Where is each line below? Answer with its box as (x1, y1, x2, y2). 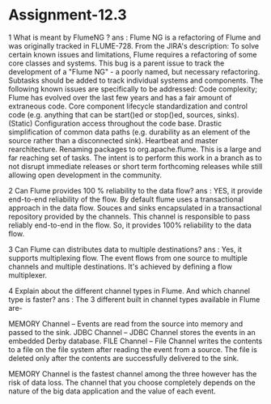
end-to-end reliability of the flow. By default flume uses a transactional (8, 194, 244, 204)
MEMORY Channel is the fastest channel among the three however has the (8, 368, 257, 378)
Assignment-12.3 (8, 6, 127, 24)
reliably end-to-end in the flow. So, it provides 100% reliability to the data (8, 220, 252, 230)
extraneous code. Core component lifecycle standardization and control (8, 101, 248, 111)
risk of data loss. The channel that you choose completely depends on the (8, 377, 256, 387)
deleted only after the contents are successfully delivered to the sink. (8, 353, 239, 363)
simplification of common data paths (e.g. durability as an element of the (8, 127, 251, 137)
